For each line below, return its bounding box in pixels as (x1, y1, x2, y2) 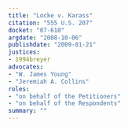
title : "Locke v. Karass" (8, 11, 93, 20)
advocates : (8, 63, 44, 71)
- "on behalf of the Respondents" (8, 99, 122, 107)
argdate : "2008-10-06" (8, 33, 82, 42)
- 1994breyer (8, 56, 51, 64)
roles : (8, 84, 30, 93)
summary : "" (8, 107, 47, 115)
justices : (8, 48, 41, 56)
